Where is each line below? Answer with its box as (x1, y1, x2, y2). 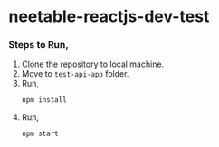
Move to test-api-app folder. (21, 69, 129, 79)
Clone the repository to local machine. (21, 59, 165, 69)
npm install (21, 96, 67, 105)
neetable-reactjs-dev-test (8, 6, 210, 27)
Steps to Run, (8, 39, 69, 51)
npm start (21, 129, 60, 139)
